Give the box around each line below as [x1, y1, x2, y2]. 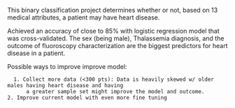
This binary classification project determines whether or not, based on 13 [7, 6, 218, 14]
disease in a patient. [7, 49, 65, 57]
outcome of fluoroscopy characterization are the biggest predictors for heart [7, 42, 228, 49]
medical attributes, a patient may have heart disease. [7, 13, 160, 22]
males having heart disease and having [7, 82, 124, 89]
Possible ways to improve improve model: [7, 63, 127, 70]
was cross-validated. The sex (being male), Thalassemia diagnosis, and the [7, 34, 225, 43]
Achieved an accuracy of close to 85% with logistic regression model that [7, 27, 220, 35]
